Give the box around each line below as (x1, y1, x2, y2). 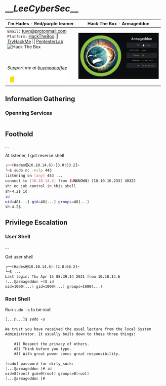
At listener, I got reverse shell (5, 153, 64, 159)
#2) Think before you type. (14, 346, 72, 351)
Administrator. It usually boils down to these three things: (5, 332, 136, 337)
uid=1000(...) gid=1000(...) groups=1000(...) (5, 284, 103, 289)
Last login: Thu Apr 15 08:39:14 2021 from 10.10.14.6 (5, 274, 121, 279)
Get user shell (5, 254, 34, 259)
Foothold (5, 130, 34, 138)
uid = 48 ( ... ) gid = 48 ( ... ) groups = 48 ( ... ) (5, 199, 90, 204)
